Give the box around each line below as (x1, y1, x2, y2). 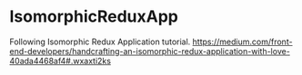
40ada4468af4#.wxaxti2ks (9, 55, 112, 66)
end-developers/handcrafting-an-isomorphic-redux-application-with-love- (9, 45, 291, 56)
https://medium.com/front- (192, 36, 293, 47)
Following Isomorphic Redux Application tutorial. (9, 36, 191, 47)
